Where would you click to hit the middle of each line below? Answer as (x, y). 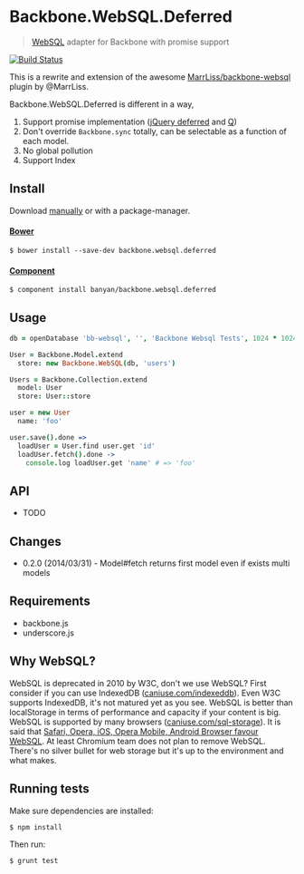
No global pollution (57, 151)
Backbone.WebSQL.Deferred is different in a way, (102, 104)
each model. (46, 141)
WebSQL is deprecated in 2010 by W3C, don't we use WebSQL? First (138, 683)
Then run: (28, 844)
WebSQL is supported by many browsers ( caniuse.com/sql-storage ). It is (145, 722)
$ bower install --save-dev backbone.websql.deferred (113, 250)
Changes (35, 541)
